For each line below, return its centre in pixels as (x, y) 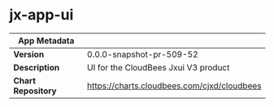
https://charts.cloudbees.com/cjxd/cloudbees (174, 85)
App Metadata (46, 41)
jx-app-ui (41, 15)
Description (37, 67)
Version (29, 54)
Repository (35, 91)
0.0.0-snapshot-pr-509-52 (143, 54)
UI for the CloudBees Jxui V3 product (159, 67)
